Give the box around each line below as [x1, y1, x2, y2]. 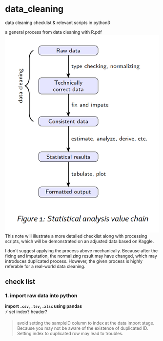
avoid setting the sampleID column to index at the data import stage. [17, 320, 155, 326]
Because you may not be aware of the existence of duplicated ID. [17, 325, 148, 331]
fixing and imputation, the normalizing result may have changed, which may [5, 253, 157, 259]
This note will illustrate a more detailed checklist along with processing [5, 233, 147, 239]
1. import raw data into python [5, 292, 78, 299]
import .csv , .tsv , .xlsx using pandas [5, 303, 82, 309]
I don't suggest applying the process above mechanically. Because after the [5, 247, 158, 253]
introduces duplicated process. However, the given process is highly [5, 258, 143, 264]
